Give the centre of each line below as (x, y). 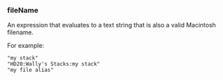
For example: (26, 46)
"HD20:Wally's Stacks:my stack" (54, 64)
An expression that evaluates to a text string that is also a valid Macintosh (111, 25)
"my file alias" (30, 70)
